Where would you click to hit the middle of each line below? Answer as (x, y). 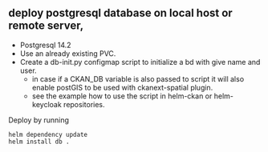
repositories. (84, 104)
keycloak (47, 104)
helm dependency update (48, 134)
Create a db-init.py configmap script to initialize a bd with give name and (140, 62)
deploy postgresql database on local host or (120, 13)
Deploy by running (39, 120)
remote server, (46, 26)
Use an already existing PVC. (68, 53)
